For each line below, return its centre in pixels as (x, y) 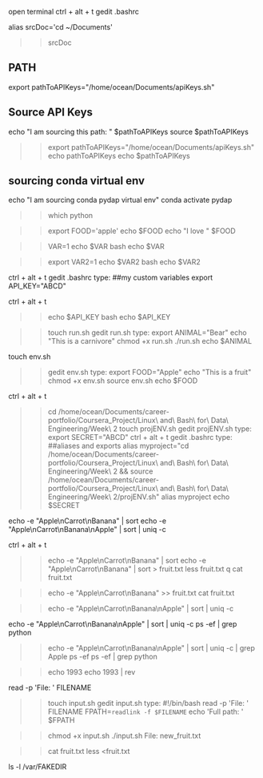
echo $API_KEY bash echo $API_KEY (109, 317)
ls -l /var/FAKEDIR (38, 767)
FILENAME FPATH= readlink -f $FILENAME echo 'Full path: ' (145, 711)
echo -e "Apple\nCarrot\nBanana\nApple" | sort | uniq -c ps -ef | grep (123, 624)
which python (70, 216)
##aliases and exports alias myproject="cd (118, 446)
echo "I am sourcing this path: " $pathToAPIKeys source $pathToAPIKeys (129, 131)
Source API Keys (51, 113)
